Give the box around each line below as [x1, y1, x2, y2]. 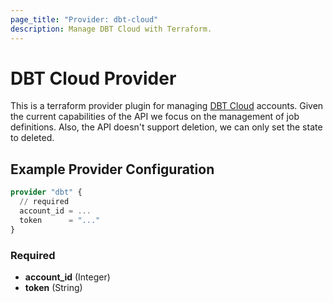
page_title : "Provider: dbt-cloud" [10, 14, 159, 25]
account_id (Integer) [24, 271, 111, 283]
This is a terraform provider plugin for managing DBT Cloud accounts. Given [10, 100, 324, 112]
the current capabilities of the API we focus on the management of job [10, 111, 300, 123]
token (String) [24, 281, 83, 293]
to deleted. [10, 132, 55, 144]
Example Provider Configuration [10, 161, 215, 178]
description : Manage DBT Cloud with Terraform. [10, 24, 213, 34]
